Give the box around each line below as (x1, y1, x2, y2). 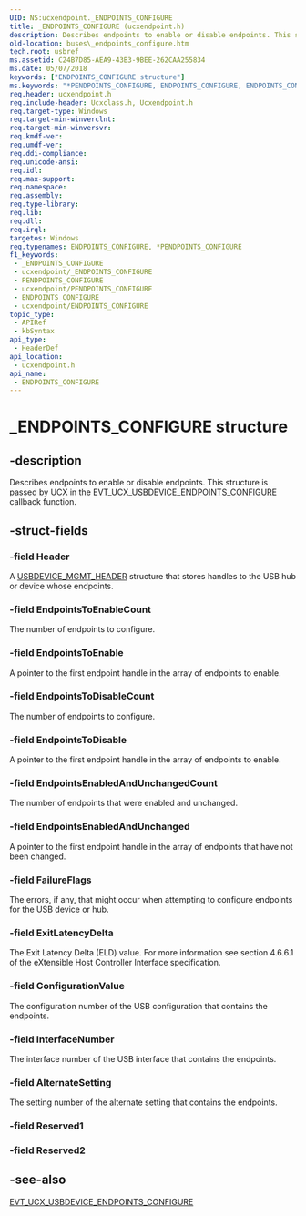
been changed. (9, 851, 66, 862)
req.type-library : (9, 199, 79, 209)
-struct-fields (9, 523, 88, 538)
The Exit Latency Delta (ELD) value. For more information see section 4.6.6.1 (9, 947, 294, 958)
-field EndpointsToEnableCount (9, 603, 152, 616)
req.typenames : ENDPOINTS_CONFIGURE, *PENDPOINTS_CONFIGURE (9, 242, 243, 251)
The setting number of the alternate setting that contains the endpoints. (9, 1097, 278, 1108)
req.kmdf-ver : (9, 132, 64, 141)
